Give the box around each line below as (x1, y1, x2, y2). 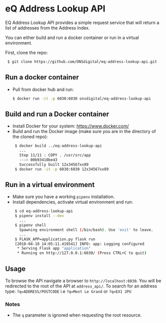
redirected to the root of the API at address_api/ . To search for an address (5, 283, 158, 289)
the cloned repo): (12, 133, 48, 140)
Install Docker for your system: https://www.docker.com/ (12, 123, 129, 129)
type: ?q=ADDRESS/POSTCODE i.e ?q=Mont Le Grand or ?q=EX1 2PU (5, 288, 132, 294)
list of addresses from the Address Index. (5, 24, 90, 30)
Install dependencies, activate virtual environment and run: (12, 199, 133, 205)
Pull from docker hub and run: (12, 86, 74, 92)
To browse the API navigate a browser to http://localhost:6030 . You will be (5, 277, 162, 283)
